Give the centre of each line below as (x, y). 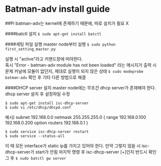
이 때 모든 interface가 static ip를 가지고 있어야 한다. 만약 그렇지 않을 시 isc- (77, 145)
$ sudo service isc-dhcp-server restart (47, 132)
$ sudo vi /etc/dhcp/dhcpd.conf (38, 107)
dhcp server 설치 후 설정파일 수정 (38, 94)
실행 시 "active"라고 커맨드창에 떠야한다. (44, 59)
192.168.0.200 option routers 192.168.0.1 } (47, 123)
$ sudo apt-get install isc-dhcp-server (47, 103)
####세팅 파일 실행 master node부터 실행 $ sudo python (60, 44)
